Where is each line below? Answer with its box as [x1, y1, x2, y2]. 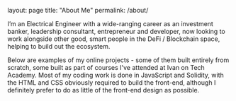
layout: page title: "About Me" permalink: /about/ [7, 6, 149, 14]
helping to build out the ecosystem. [7, 42, 111, 50]
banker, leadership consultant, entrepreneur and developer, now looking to [7, 28, 225, 35]
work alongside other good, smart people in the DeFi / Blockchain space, [7, 35, 220, 43]
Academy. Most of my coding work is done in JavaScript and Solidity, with [7, 71, 225, 79]
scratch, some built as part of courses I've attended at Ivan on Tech [7, 64, 206, 71]
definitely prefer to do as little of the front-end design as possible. [7, 86, 200, 94]
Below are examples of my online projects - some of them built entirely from [7, 56, 230, 64]
